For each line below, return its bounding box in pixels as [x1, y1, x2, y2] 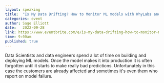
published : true [5, 39, 38, 44]
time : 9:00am [5, 35, 32, 40]
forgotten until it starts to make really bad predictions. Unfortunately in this [5, 62, 155, 68]
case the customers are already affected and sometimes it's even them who [5, 68, 158, 74]
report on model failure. [5, 73, 53, 79]
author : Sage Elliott [5, 21, 49, 26]
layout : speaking [5, 7, 41, 12]
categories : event [5, 16, 42, 21]
